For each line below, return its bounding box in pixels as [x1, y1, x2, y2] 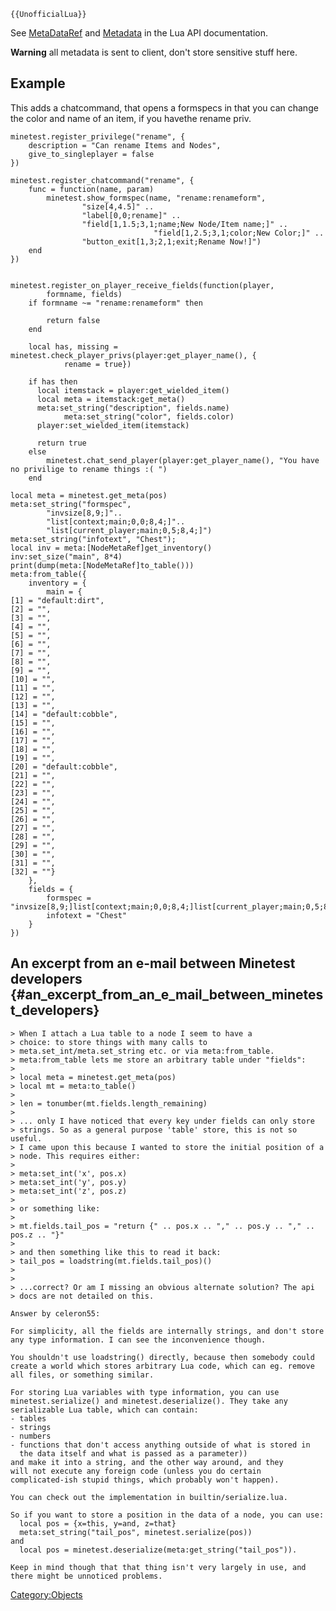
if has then [28, 376, 78, 387]
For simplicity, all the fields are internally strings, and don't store [10, 1326, 325, 1336]
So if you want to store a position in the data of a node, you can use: [10, 1510, 325, 1520]
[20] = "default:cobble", [10, 761, 118, 772]
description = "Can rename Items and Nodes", [28, 140, 222, 150]
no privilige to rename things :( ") [10, 464, 168, 474]
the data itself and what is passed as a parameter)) [19, 1448, 248, 1459]
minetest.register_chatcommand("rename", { [10, 175, 195, 185]
